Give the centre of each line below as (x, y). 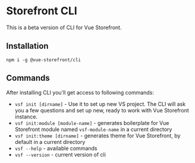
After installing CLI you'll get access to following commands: (80, 92)
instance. (26, 117)
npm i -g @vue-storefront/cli (44, 60)
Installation (27, 46)
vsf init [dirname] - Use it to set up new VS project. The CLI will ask (100, 104)
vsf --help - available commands (56, 148)
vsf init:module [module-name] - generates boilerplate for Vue (92, 123)
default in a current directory (50, 142)
